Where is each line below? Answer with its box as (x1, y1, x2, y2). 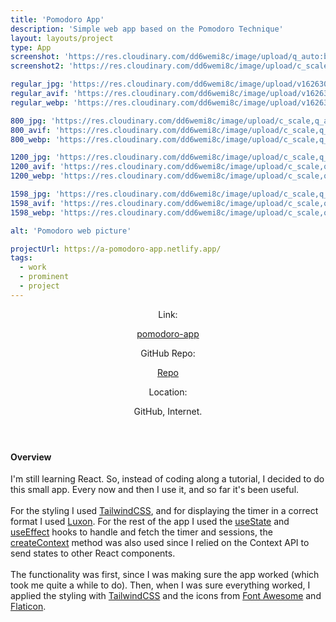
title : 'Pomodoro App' (10, 14, 105, 25)
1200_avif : (10, 162, 56, 172)
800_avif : (10, 125, 52, 135)
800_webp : (10, 134, 52, 145)
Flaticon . (10, 601, 47, 613)
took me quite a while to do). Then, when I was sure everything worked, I (10, 579, 311, 591)
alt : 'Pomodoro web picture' (10, 226, 132, 236)
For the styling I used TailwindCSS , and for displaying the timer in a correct (10, 505, 319, 517)
